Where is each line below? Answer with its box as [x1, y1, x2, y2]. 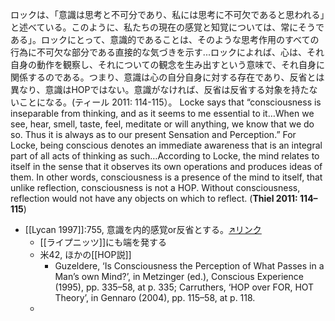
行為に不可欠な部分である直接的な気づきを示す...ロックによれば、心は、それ [10, 46, 325, 58]
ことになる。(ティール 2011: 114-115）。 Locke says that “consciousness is [18, 96, 322, 108]
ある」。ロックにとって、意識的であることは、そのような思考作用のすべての [10, 34, 320, 45]
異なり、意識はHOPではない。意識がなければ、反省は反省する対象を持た [10, 84, 310, 95]
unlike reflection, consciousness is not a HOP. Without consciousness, [10, 182, 301, 193]
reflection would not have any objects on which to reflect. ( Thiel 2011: [10, 193, 298, 204]
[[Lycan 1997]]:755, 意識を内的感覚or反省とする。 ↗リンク [24, 224, 262, 235]
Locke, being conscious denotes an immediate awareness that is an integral [10, 139, 323, 151]
